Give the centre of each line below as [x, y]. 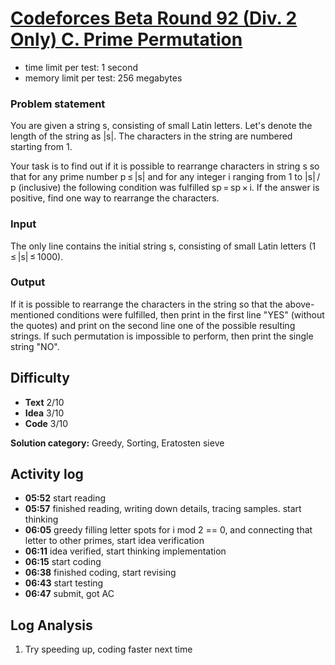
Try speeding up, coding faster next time [108, 649]
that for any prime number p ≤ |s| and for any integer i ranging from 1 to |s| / [165, 177]
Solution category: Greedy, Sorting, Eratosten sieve [117, 443]
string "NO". [35, 346]
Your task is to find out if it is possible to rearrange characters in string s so [165, 166]
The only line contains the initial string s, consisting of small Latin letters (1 [163, 246]
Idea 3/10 [44, 413]
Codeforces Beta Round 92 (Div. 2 [154, 18]
